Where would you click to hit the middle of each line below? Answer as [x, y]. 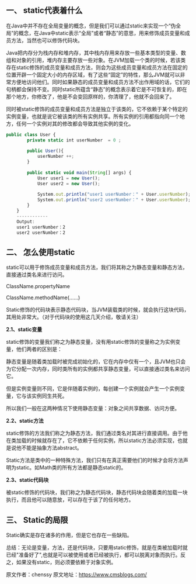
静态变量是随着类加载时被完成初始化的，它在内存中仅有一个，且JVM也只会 [96, 362]
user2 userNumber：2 [41, 233]
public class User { [31, 134]
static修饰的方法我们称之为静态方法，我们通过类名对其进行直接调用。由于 [94, 433]
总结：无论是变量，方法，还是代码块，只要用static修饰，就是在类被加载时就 [97, 548]
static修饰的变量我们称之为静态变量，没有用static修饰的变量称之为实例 [91, 342]
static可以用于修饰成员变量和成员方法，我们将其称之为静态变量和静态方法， [97, 267]
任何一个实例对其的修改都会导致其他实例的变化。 [75, 123]
